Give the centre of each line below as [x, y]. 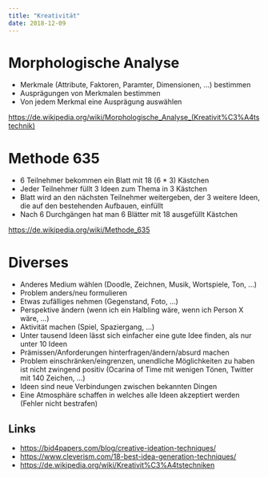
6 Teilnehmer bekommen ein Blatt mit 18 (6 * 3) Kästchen [114, 180]
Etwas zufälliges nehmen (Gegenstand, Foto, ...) [99, 302]
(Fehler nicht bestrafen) [59, 404]
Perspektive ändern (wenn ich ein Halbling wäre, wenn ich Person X [132, 310]
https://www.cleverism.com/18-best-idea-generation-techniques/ [128, 456]
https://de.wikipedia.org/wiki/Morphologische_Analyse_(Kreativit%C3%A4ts [134, 118]
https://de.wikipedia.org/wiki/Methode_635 [79, 230]
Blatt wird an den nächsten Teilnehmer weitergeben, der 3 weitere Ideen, [140, 198]
